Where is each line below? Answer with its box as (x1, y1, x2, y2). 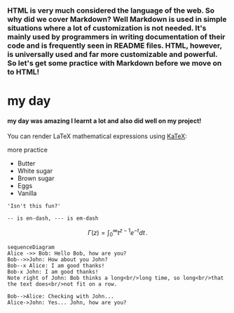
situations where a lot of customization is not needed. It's (7, 23, 207, 33)
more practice (7, 146, 48, 154)
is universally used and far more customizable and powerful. (7, 49, 218, 59)
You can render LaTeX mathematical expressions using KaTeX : (7, 132, 188, 140)
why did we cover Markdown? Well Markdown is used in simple (7, 14, 227, 24)
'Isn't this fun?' (7, 203, 61, 210)
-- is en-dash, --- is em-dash (7, 215, 99, 222)
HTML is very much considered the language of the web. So (7, 6, 215, 15)
